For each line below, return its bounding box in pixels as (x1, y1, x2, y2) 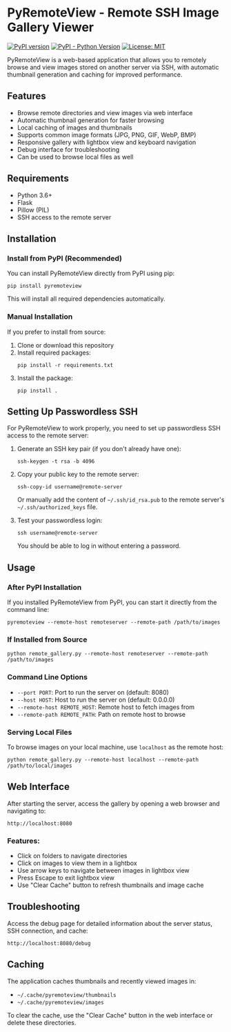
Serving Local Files (7, 727, 72, 737)
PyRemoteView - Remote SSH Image (7, 5, 219, 21)
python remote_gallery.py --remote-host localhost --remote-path (7, 756, 199, 763)
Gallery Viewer (7, 19, 94, 35)
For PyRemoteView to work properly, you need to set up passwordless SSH (7, 424, 221, 433)
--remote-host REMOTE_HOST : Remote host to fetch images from (17, 702, 195, 711)
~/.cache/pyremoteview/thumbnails (17, 991, 117, 998)
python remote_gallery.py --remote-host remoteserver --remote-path (7, 651, 208, 657)
